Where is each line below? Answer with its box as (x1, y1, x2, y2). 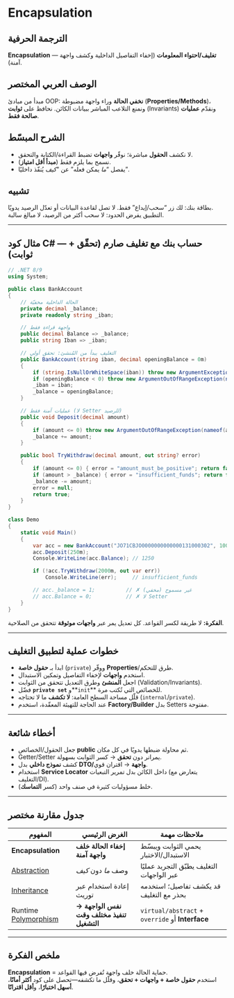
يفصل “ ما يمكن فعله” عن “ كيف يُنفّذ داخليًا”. (17, 165, 130, 173)
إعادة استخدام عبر (76, 881, 129, 890)
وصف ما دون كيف (76, 865, 128, 875)
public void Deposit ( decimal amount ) (20, 413, 130, 421)
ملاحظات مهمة (160, 829, 204, 839)
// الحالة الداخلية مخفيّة (20, 299, 78, 306)
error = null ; (33, 484, 74, 491)
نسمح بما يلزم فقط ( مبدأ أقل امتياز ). (17, 158, 112, 166)
